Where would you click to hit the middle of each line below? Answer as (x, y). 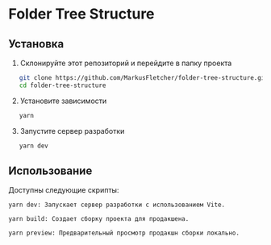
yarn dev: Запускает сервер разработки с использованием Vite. (117, 205)
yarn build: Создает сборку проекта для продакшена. (99, 219)
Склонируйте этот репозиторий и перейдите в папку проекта (126, 63)
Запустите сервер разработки (72, 131)
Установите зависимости (63, 101)
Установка (36, 44)
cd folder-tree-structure (63, 85)
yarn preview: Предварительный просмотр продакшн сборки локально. (124, 233)
